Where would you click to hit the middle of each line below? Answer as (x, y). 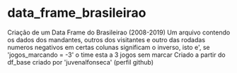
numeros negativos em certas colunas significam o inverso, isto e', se (109, 47)
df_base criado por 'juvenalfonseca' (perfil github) (81, 62)
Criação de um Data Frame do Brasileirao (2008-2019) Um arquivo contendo (119, 32)
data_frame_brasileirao (77, 13)
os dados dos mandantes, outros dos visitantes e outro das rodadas (106, 39)
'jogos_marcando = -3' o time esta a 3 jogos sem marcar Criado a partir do (116, 55)
